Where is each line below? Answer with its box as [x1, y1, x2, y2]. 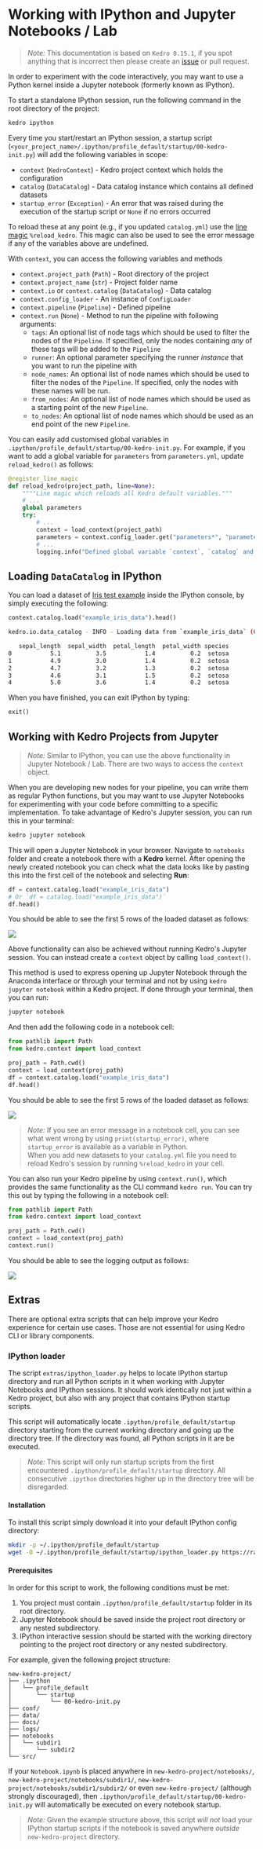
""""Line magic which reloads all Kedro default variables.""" [22, 489, 233, 497]
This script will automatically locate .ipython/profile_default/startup [8, 1417, 236, 1426]
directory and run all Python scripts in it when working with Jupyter [8, 1377, 225, 1386]
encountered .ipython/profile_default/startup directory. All [27, 1466, 225, 1475]
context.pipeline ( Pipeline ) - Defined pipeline [19, 302, 171, 312]
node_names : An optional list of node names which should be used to [31, 369, 250, 379]
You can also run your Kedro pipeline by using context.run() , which [8, 1173, 227, 1183]
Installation [8, 1500, 45, 1510]
